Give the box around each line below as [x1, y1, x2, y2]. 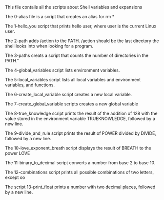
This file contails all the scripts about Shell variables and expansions [5, 4, 143, 10]
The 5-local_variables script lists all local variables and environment [5, 77, 141, 82]
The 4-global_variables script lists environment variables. [5, 67, 120, 73]
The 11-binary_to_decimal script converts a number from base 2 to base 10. [5, 160, 156, 166]
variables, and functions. [5, 82, 55, 88]
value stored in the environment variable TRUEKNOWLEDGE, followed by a [5, 116, 155, 122]
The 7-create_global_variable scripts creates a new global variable [5, 101, 138, 107]
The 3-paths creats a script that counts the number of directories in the [5, 52, 149, 58]
